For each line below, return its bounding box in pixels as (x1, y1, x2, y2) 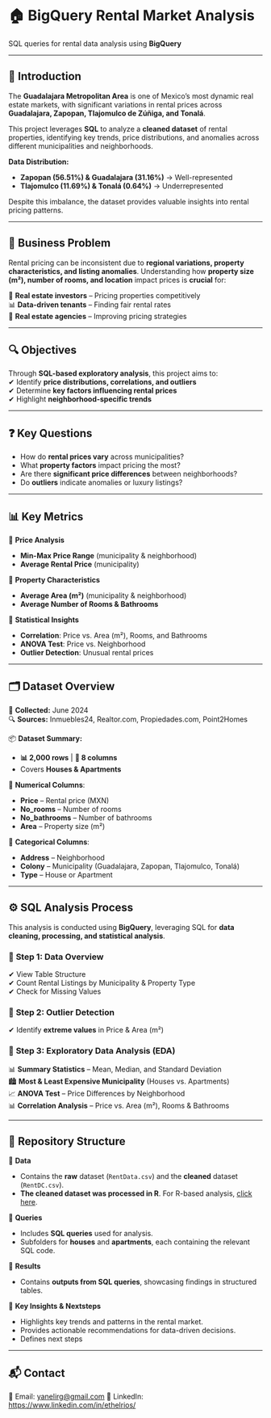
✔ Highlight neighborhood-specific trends (8, 394, 152, 404)
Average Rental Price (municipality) (19, 559, 140, 569)
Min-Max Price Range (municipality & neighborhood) (19, 551, 198, 560)
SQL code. (19, 1246, 56, 1256)
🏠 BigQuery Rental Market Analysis (8, 6, 256, 25)
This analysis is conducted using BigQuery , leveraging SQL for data (8, 922, 235, 932)
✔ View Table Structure (8, 969, 86, 978)
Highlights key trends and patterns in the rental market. (19, 1317, 203, 1327)
